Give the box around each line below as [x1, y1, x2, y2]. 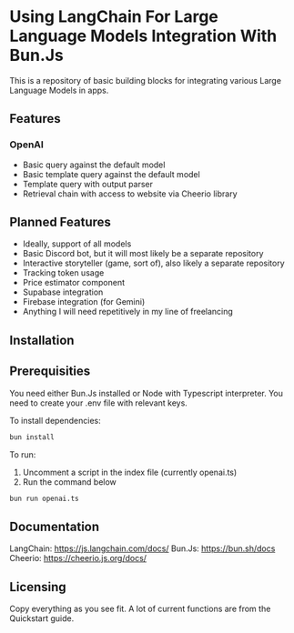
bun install [9, 432, 55, 442]
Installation [9, 332, 75, 347]
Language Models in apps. [9, 85, 109, 95]
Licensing [9, 579, 66, 595]
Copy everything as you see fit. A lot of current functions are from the [9, 603, 271, 615]
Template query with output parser [22, 178, 153, 189]
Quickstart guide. [9, 613, 75, 624]
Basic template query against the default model [22, 168, 200, 179]
